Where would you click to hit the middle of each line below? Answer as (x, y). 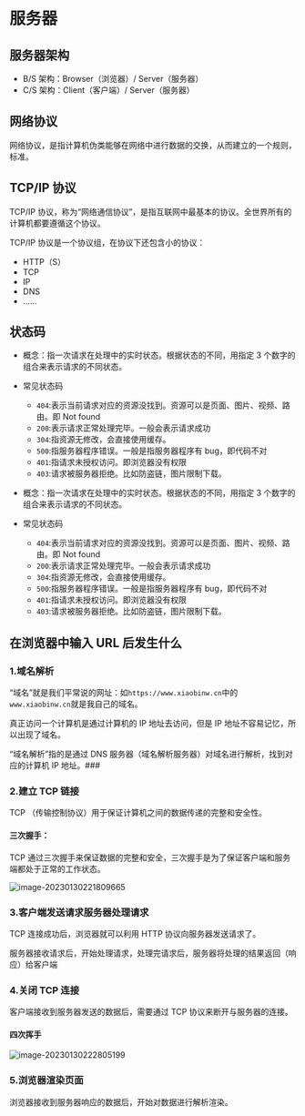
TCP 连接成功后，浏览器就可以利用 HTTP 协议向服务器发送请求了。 (135, 933)
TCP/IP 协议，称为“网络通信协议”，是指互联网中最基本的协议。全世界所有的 (151, 211)
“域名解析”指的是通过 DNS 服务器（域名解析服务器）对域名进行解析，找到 (147, 754)
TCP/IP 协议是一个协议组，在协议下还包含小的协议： (107, 242)
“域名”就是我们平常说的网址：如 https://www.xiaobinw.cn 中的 (124, 693)
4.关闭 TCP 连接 (45, 990)
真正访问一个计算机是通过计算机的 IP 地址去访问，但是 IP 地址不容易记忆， (149, 724)
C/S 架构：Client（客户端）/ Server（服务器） (108, 90)
